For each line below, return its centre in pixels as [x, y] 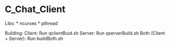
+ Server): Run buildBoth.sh [34, 38]
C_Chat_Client [35, 9]
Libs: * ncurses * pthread [31, 23]
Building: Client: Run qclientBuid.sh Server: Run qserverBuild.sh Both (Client [85, 33]
